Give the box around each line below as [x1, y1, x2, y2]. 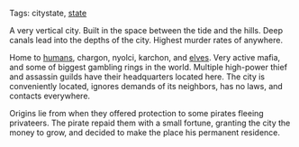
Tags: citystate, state [9, 8, 87, 18]
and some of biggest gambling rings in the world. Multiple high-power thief [9, 62, 288, 72]
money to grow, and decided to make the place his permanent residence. [9, 127, 281, 138]
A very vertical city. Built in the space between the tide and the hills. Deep [9, 25, 284, 35]
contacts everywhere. [9, 90, 91, 101]
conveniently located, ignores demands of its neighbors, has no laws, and [9, 81, 284, 91]
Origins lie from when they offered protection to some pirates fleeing [9, 108, 264, 118]
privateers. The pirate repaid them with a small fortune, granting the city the [9, 117, 291, 128]
